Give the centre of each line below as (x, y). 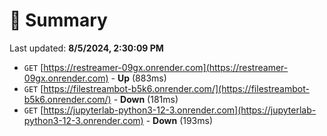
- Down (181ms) (146, 99)
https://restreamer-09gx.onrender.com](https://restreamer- (166, 67)
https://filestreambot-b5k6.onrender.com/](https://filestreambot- (176, 88)
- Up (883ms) (138, 78)
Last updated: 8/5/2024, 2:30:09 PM (86, 48)
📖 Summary (58, 20)
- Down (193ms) (179, 120)
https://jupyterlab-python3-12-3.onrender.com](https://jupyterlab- (180, 110)
